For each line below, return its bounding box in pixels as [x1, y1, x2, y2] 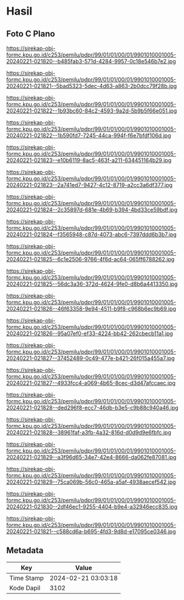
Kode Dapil [9, 584, 41, 592]
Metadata [6, 545, 44, 556]
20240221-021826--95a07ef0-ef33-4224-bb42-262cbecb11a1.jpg [6, 330, 173, 337]
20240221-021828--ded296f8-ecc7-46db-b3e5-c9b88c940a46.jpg [6, 404, 179, 411]
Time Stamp [9, 574, 44, 582]
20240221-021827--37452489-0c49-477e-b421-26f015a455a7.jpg [6, 355, 175, 362]
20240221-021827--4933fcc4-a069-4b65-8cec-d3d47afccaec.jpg [6, 379, 176, 386]
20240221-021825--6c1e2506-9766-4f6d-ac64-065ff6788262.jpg [6, 256, 175, 263]
